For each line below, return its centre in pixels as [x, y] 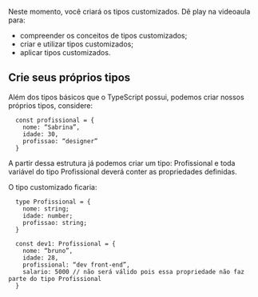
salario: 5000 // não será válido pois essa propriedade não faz [134, 271]
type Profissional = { [53, 202]
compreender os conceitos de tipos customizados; [103, 36]
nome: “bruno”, [48, 251]
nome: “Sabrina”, [52, 127]
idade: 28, [41, 258]
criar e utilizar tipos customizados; [77, 44]
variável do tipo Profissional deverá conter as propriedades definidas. [123, 171]
